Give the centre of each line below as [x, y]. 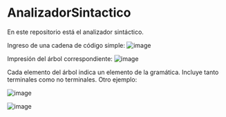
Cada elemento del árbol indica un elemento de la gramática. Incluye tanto [113, 72]
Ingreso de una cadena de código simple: [66, 45]
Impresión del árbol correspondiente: [60, 58]
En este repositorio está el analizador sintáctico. [75, 32]
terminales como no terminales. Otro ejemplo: [72, 79]
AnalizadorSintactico [69, 13]
